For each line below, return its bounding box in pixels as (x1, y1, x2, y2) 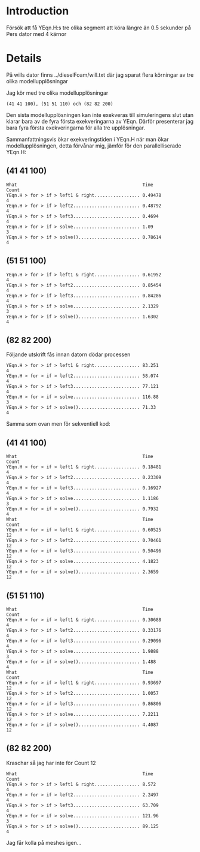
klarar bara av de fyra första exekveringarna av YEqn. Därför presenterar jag (6, 118, 194, 125)
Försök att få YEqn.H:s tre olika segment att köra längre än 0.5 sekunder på (6, 24, 191, 31)
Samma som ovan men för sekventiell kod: (6, 420, 110, 427)
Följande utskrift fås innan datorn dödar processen (6, 351, 131, 358)
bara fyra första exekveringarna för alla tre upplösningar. (6, 124, 145, 131)
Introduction (6, 4, 69, 18)
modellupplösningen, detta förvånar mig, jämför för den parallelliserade (6, 142, 181, 149)
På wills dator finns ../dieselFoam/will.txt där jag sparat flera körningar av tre (6, 71, 194, 79)
